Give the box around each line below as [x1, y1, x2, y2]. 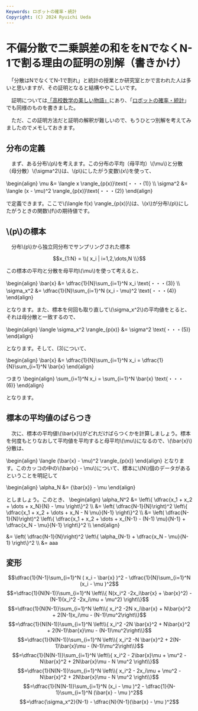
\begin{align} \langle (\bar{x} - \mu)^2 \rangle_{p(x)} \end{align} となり [6, 457, 179, 464]
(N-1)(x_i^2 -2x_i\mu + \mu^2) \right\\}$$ [49, 596, 150, 603]
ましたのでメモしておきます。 [6, 124, 78, 131]
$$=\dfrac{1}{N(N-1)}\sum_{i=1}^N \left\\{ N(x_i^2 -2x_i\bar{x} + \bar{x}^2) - [7, 589, 192, 596]
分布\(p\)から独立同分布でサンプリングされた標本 [11, 243, 131, 250]
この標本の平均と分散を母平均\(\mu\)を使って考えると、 [6, 267, 142, 274]
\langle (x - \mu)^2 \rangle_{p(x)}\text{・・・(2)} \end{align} [6, 188, 153, 195]
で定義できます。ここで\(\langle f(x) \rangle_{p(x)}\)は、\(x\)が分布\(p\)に [6, 200, 184, 207]
